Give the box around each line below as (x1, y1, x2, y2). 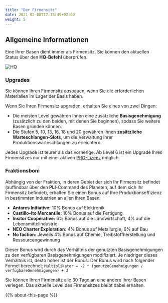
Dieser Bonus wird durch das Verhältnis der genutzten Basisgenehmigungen (5, 247, 163, 253)
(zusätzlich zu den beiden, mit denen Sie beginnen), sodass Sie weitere (12, 118, 160, 124)
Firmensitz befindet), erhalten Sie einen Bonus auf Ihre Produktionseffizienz (5, 190, 162, 196)
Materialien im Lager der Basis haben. (5, 93, 84, 99)
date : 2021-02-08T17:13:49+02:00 (5, 12, 75, 17)
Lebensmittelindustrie (12, 220, 58, 227)
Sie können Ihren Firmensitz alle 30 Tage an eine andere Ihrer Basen (5, 277, 146, 283)
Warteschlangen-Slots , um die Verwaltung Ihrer (12, 134, 113, 140)
